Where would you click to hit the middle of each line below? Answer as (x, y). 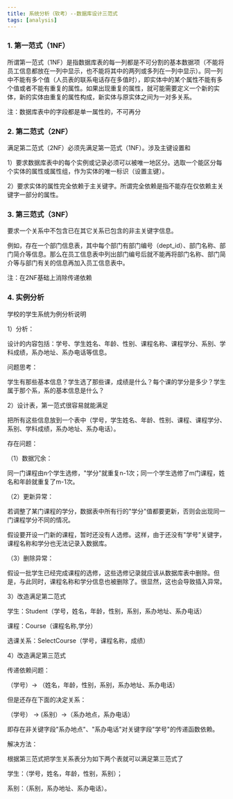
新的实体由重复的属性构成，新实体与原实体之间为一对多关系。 (107, 97)
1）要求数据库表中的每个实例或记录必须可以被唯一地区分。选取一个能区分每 (115, 163)
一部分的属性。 (41, 195)
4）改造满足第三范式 (37, 655)
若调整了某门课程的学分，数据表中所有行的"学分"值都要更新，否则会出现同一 (116, 511)
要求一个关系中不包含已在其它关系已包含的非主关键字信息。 (92, 231)
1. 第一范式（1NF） (38, 46)
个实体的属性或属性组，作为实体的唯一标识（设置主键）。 (88, 172)
